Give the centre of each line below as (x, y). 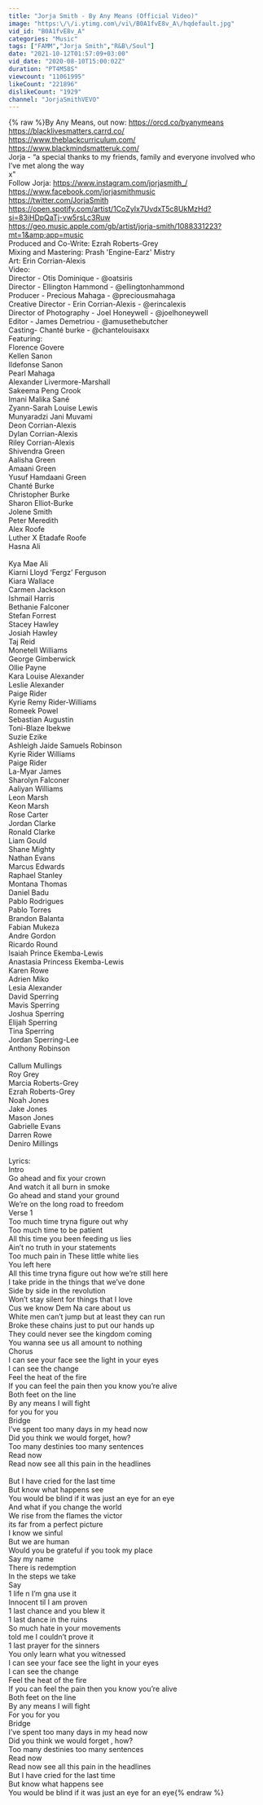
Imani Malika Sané (39, 399)
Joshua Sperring (36, 1014)
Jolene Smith (31, 512)
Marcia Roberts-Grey (44, 1083)
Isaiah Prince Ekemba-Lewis (56, 953)
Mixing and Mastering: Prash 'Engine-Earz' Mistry (92, 253)
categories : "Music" (44, 39)
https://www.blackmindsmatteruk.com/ (74, 148)
